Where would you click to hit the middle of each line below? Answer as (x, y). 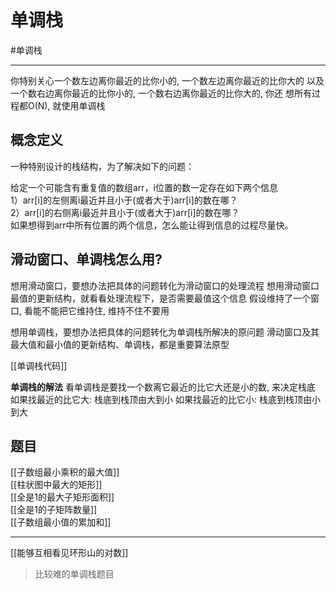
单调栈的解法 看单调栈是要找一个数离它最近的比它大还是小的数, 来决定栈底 (163, 387)
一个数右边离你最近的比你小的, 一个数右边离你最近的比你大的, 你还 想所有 (161, 93)
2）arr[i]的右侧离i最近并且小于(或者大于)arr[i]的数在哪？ (125, 212)
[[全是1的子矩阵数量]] (54, 510)
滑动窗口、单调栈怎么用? (86, 259)
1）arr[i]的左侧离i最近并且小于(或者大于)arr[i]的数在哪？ (124, 200)
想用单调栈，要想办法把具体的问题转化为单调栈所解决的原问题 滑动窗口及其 (165, 332)
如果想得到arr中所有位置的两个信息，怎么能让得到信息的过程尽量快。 (152, 225)
